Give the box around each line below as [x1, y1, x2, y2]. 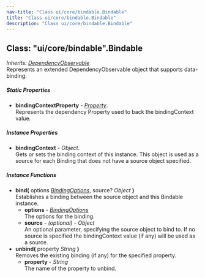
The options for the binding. [24, 212, 95, 220]
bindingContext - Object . [15, 145, 80, 152]
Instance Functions [6, 171, 57, 178]
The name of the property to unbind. [24, 265, 117, 272]
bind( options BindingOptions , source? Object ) [15, 187, 135, 194]
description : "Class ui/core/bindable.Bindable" [6, 20, 133, 26]
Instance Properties [6, 129, 58, 136]
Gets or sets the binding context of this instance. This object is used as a [15, 151, 199, 158]
